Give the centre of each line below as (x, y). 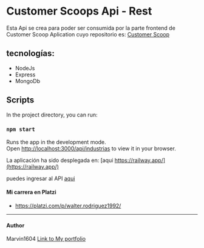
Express (25, 75)
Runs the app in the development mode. (56, 142)
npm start (21, 129)
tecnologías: (30, 54)
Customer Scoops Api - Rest (79, 11)
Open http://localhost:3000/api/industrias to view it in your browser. (91, 148)
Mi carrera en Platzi (31, 192)
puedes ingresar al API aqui (41, 178)
